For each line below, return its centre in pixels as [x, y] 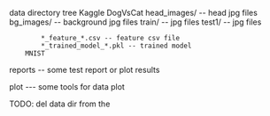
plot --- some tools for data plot [67, 87]
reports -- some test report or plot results [85, 70]
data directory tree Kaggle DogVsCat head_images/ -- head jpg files [134, 13]
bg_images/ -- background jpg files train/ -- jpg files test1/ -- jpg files [135, 22]
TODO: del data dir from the [60, 104]
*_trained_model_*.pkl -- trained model [116, 46]
